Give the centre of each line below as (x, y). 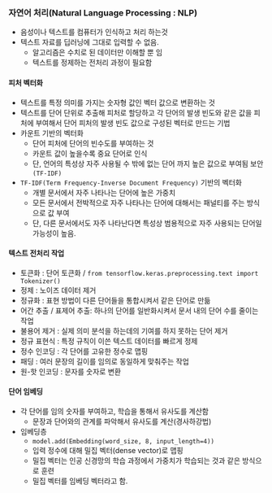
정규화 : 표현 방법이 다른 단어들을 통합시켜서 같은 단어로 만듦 (115, 300)
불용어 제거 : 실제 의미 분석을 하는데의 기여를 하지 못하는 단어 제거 (124, 330)
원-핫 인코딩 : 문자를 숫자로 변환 (71, 371)
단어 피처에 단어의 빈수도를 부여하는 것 (93, 143)
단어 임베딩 (26, 391)
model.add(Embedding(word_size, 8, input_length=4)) (123, 441)
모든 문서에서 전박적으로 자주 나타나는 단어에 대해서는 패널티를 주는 (138, 203)
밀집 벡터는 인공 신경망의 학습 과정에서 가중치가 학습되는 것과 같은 (136, 460)
